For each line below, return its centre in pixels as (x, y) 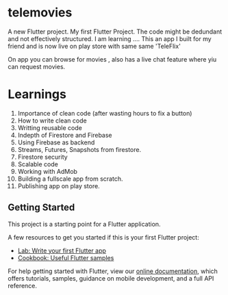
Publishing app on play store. (59, 185)
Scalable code (38, 164)
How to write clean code (52, 120)
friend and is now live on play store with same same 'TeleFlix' (94, 46)
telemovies (40, 13)
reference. (22, 285)
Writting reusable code (50, 127)
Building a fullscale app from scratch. (70, 179)
